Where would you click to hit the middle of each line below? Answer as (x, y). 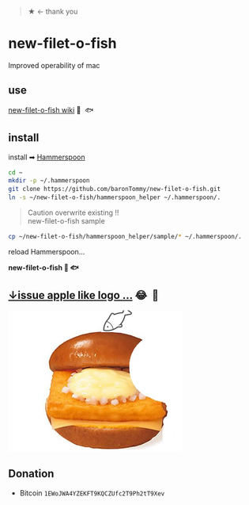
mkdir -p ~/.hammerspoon (49, 181)
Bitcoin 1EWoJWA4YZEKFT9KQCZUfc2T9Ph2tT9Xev (92, 493)
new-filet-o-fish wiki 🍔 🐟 (51, 109)
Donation (31, 474)
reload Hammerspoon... (47, 251)
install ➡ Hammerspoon (47, 157)
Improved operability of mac (54, 65)
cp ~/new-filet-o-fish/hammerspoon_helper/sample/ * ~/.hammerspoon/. (125, 237)
